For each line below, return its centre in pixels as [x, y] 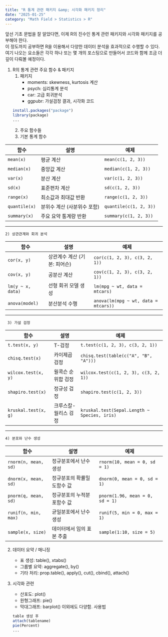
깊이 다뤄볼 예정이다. [25, 59]
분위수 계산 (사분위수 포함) [70, 207]
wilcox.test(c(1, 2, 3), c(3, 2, [120, 372]
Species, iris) [98, 415]
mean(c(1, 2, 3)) [125, 159]
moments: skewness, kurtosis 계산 [63, 82]
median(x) [19, 169]
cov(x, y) [19, 275]
